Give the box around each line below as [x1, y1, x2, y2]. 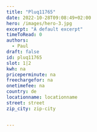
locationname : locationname [6, 94, 78, 100]
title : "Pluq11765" [6, 9, 56, 15]
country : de [6, 89, 37, 95]
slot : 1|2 [6, 60, 32, 66]
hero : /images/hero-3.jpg [6, 20, 72, 26]
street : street [6, 100, 45, 106]
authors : [6, 37, 29, 43]
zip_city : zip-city [6, 105, 56, 112]
